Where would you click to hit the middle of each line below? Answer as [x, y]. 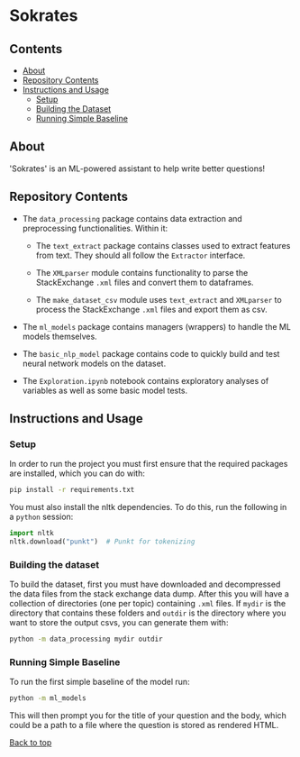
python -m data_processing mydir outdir [86, 639]
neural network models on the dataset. [94, 363]
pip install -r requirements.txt [72, 490]
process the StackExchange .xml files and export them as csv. [151, 309]
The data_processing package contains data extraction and [132, 218]
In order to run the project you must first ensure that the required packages [149, 464]
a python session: [41, 517]
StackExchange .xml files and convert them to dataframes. [145, 282]
